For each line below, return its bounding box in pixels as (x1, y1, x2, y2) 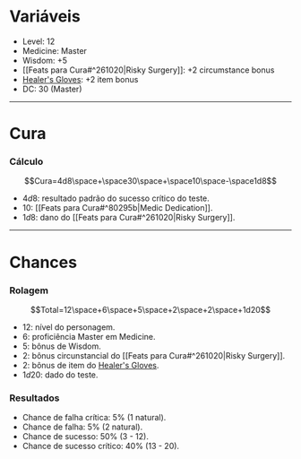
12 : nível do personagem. (21, 321, 116, 333)
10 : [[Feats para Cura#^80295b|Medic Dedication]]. (21, 203, 213, 213)
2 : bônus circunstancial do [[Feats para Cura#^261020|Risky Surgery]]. (21, 350, 286, 360)
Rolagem (9, 284, 49, 297)
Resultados (9, 392, 60, 404)
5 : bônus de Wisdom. (21, 341, 101, 351)
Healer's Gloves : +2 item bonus (21, 74, 139, 84)
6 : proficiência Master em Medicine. (21, 331, 156, 342)
